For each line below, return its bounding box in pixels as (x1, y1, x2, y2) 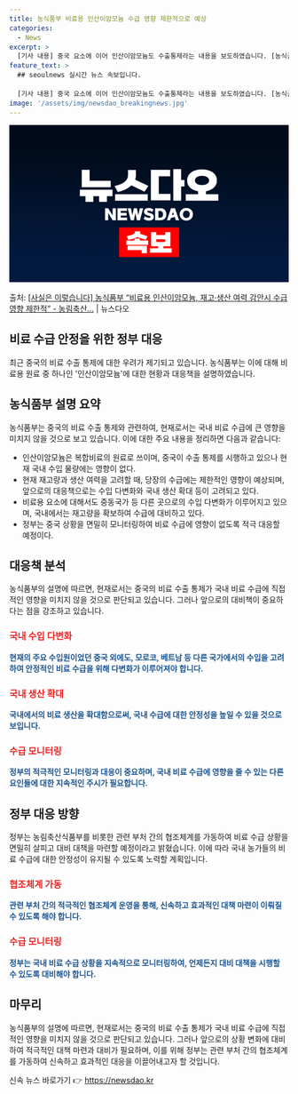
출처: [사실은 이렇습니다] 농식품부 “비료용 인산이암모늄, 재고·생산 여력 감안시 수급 (9, 292, 288, 302)
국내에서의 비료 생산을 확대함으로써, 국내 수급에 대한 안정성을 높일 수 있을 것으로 (9, 709, 282, 720)
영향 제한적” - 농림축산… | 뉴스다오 (9, 303, 130, 314)
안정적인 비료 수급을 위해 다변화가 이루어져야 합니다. (25, 663, 204, 674)
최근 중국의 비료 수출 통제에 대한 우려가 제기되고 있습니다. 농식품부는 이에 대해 (9, 356, 279, 368)
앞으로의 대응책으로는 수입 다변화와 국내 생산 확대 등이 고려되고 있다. (21, 485, 259, 496)
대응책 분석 (9, 558, 67, 573)
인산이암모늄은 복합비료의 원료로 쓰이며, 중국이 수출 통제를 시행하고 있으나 (21, 451, 278, 462)
